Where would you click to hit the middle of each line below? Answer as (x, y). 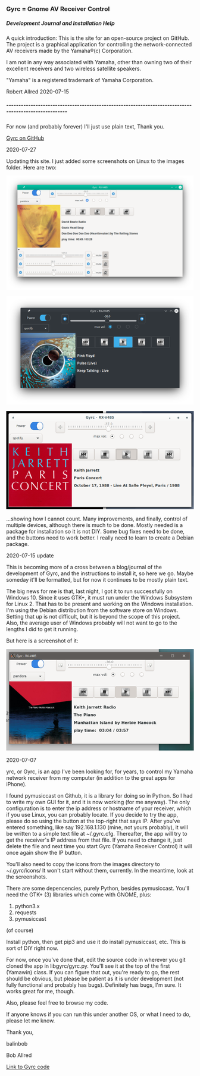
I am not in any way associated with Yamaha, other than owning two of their (99, 62)
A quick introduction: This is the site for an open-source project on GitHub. (98, 38)
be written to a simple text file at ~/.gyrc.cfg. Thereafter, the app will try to (97, 833)
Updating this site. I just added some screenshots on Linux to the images (95, 161)
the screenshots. (27, 877)
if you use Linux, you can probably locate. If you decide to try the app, (92, 814)
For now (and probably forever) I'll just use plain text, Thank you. (85, 126)
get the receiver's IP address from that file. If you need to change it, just (94, 840)
